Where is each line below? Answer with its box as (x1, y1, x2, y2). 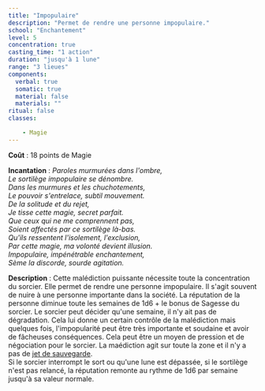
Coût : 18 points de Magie (8, 150, 92, 160)
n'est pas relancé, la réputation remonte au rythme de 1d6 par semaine (8, 365, 238, 375)
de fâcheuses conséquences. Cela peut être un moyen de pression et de (8, 332, 244, 341)
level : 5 (8, 33, 37, 42)
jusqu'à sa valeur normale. (8, 374, 95, 383)
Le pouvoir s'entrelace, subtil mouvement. (8, 190, 145, 200)
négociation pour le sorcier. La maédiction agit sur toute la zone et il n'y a (8, 340, 247, 350)
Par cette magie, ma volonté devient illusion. (8, 241, 153, 250)
